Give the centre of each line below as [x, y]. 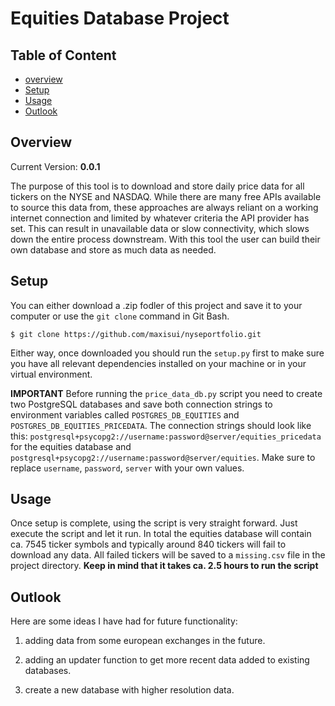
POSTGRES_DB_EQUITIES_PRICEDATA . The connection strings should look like [161, 425]
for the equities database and [71, 446]
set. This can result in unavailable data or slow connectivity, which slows [160, 228]
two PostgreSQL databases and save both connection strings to [141, 404]
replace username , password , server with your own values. [127, 468]
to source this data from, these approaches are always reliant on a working [164, 207]
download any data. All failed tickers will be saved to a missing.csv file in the [168, 555]
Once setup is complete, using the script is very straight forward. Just [154, 523]
